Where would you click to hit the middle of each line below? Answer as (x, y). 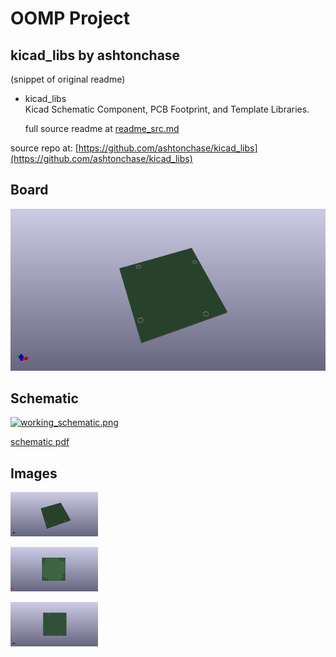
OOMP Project (70, 18)
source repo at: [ (44, 148)
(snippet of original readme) (68, 79)
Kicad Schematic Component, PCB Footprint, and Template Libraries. (167, 109)
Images (34, 473)
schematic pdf (40, 442)
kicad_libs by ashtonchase (95, 55)
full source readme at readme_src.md (102, 128)
